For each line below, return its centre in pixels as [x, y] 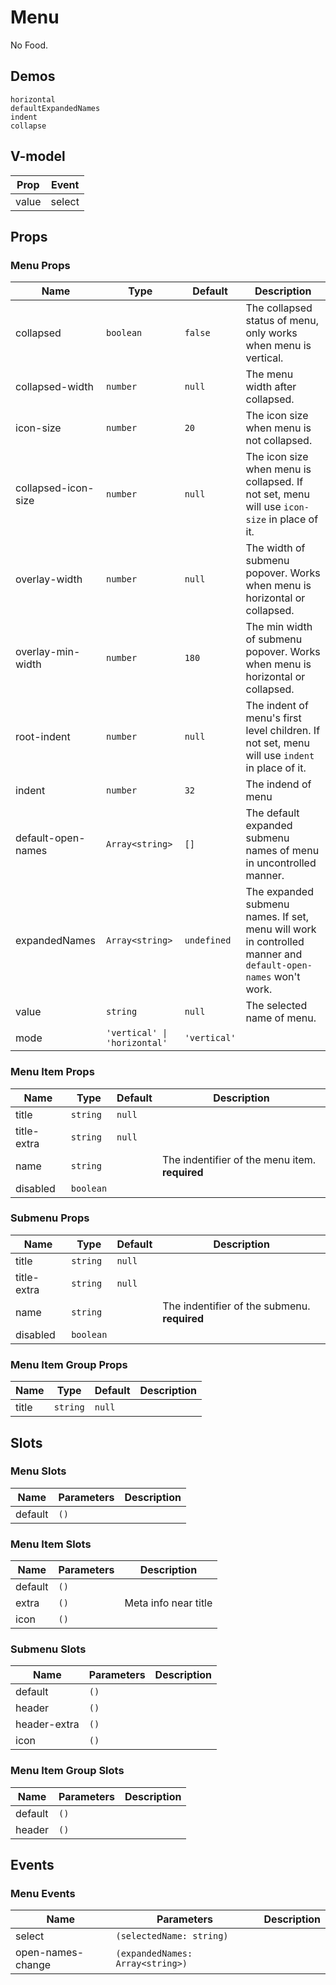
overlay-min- [48, 652]
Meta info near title [168, 1603]
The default [272, 813]
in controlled [275, 942]
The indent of [277, 706]
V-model [38, 156]
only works [271, 333]
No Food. [29, 45]
